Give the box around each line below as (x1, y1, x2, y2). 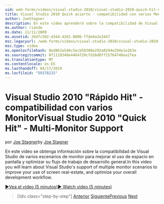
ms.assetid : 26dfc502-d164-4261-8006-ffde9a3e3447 (5, 35, 110, 40)
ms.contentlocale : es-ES (5, 61, 56, 66)
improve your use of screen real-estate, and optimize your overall (5, 169, 137, 175)
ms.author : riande (5, 25, 42, 30)
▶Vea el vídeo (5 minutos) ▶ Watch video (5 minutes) (5, 184, 112, 189)
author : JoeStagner (5, 16, 45, 21)
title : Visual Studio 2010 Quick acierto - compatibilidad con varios (5, 12, 152, 17)
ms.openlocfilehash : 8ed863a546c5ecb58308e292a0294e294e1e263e (5, 48, 137, 53)
